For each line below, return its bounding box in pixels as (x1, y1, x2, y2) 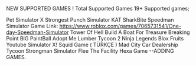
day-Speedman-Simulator (6, 29, 69, 36)
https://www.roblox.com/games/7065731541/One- (59, 23, 182, 29)
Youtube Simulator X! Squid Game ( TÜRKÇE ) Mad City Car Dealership (6, 41, 179, 48)
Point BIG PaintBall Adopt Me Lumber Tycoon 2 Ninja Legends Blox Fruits (6, 35, 184, 42)
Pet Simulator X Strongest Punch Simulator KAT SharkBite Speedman (6, 16, 174, 23)
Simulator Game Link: (6, 23, 58, 29)
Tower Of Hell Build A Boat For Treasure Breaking (70, 29, 190, 36)
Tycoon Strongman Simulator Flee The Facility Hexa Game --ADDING (6, 47, 174, 54)
